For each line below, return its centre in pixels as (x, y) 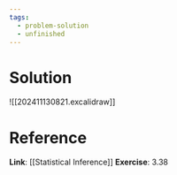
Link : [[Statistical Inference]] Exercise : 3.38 (89, 162)
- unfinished (41, 34)
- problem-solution (53, 26)
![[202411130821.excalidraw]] (62, 102)
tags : (19, 17)
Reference (48, 137)
